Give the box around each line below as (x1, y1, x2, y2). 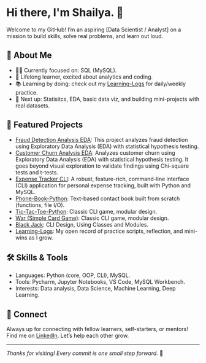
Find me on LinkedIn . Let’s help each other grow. (6, 332, 129, 340)
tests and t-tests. (15, 168, 58, 176)
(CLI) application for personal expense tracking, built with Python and (15, 181, 191, 189)
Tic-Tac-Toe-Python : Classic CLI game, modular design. (15, 208, 158, 215)
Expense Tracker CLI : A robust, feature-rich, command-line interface (15, 175, 189, 182)
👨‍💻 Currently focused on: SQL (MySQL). (15, 66, 117, 74)
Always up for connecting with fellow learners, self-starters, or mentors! (6, 326, 188, 333)
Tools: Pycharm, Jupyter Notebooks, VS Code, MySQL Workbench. (15, 278, 186, 286)
